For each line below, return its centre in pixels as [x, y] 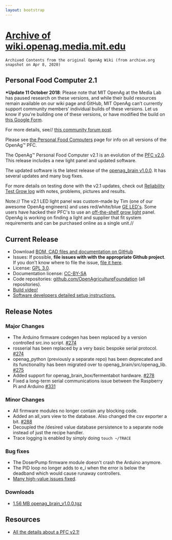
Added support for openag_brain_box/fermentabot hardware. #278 [84, 375]
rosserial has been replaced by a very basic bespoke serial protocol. [85, 348]
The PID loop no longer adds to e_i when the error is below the [79, 468]
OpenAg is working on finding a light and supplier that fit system [73, 218]
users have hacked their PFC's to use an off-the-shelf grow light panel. [80, 212]
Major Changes [25, 326]
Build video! [25, 290]
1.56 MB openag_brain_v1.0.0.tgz [47, 503]
